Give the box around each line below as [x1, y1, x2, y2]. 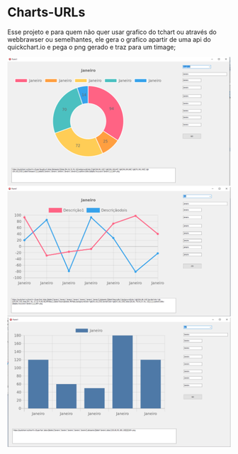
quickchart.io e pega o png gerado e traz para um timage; [7, 42, 176, 51]
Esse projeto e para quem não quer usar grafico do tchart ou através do [7, 28, 217, 36]
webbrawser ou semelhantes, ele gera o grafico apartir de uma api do [7, 35, 211, 43]
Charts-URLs [7, 4, 86, 21]
